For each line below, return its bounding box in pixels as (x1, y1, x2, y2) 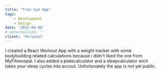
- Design (14, 20, 32, 26)
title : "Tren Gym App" (5, 7, 51, 12)
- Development (14, 16, 42, 21)
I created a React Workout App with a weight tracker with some (5, 47, 132, 54)
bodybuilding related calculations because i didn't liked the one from (5, 53, 143, 58)
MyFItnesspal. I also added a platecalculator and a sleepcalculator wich (5, 58, 148, 64)
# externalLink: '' (5, 30, 45, 35)
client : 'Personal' (5, 35, 45, 39)
